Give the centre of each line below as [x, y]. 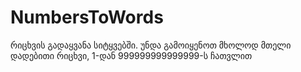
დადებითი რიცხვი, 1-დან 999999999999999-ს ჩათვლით [131, 55]
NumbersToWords [87, 17]
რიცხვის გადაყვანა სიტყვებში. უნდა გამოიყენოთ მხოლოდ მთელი [151, 45]
